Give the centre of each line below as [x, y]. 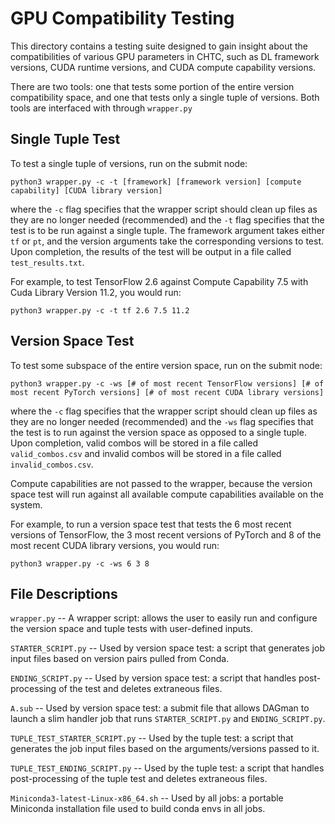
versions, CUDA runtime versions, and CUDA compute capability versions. [163, 67]
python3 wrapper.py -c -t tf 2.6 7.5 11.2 [100, 310]
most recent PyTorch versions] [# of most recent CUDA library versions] [167, 392]
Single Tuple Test [65, 139]
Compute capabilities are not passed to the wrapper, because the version [161, 483]
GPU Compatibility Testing [122, 18]
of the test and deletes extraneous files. [140, 689]
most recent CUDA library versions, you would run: [115, 545]
